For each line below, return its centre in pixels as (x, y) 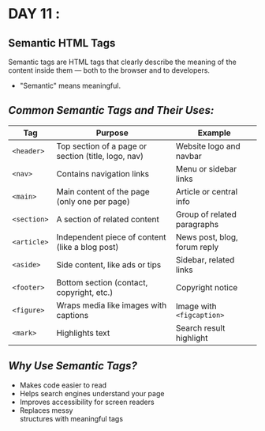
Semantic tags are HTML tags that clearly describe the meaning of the (122, 62)
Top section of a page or (102, 146)
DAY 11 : (34, 14)
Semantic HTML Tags (62, 43)
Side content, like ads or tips (109, 264)
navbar (189, 156)
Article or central (207, 191)
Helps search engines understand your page (92, 393)
